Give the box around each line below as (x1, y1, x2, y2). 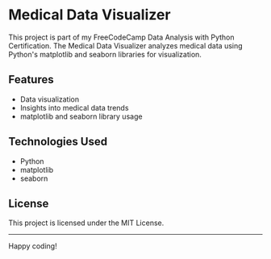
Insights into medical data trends (19, 102, 129, 112)
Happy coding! (8, 241, 58, 251)
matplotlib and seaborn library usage (19, 111, 143, 121)
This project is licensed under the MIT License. (8, 218, 165, 228)
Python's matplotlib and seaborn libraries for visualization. (8, 49, 202, 59)
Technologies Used (8, 135, 107, 148)
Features (8, 73, 54, 86)
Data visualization (19, 94, 80, 104)
